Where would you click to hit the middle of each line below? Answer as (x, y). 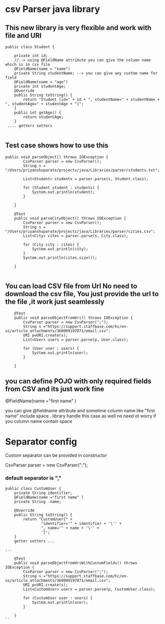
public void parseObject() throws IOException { (57, 157)
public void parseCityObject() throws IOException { (70, 218)
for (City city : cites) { (51, 244)
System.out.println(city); (60, 249)
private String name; (38, 501)
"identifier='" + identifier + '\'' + (81, 523)
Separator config (41, 442)
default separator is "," (33, 478)
